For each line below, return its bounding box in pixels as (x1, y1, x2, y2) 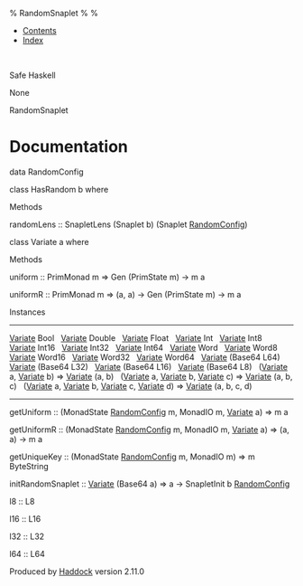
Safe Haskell (9, 70, 56, 80)
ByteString (9, 460, 50, 471)
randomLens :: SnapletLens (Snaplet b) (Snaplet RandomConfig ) (9, 219, 248, 230)
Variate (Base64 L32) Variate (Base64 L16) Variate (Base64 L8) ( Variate (9, 361, 289, 372)
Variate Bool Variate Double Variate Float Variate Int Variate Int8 (9, 332, 263, 343)
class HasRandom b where (9, 184, 109, 194)
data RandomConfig (9, 166, 84, 177)
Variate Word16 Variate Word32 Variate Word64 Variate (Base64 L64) (9, 352, 281, 363)
